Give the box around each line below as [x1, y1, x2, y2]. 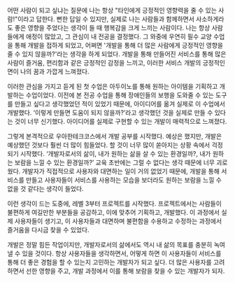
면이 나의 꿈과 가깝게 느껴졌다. [7, 67, 90, 76]
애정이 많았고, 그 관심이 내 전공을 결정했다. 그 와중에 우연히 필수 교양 [25, 32, 212, 41]
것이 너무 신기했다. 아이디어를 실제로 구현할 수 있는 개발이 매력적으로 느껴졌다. [14, 118, 227, 125]
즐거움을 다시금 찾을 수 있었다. [7, 226, 90, 234]
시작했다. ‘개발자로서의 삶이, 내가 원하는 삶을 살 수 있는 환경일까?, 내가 [20, 150, 211, 157]
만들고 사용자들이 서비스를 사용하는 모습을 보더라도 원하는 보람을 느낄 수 [25, 176, 222, 184]
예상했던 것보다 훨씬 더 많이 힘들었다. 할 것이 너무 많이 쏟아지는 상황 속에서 [7, 141, 211, 149]
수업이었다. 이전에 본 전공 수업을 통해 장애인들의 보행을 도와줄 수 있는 [25, 91, 215, 99]
